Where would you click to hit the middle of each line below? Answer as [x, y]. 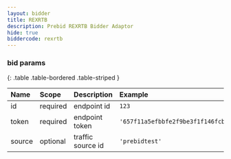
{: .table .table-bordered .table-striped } [64, 78]
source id [89, 146]
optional [53, 141]
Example [134, 95]
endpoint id [92, 106]
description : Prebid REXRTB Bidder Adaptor [70, 26]
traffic [83, 137]
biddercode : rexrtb [35, 39]
